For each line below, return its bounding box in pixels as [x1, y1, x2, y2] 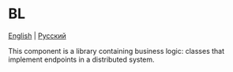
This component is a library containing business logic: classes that [8, 46, 225, 55]
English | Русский [8, 31, 66, 40]
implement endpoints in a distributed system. [8, 55, 156, 64]
